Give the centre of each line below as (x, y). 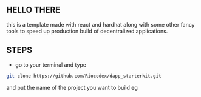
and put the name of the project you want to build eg (72, 87)
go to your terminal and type (51, 65)
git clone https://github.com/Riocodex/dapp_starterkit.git (84, 76)
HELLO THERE (33, 10)
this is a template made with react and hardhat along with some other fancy (101, 24)
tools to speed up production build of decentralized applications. (87, 31)
